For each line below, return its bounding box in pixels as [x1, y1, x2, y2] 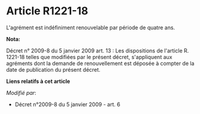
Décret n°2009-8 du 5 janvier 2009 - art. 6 [14, 100, 121, 108]
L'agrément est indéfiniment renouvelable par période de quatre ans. [6, 24, 175, 31]
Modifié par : [6, 89, 37, 96]
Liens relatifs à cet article [6, 78, 70, 85]
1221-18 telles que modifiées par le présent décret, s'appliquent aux [6, 53, 173, 60]
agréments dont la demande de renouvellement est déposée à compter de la [6, 60, 195, 67]
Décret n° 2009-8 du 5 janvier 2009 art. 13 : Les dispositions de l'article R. [6, 47, 189, 54]
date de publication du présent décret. [6, 66, 100, 73]
